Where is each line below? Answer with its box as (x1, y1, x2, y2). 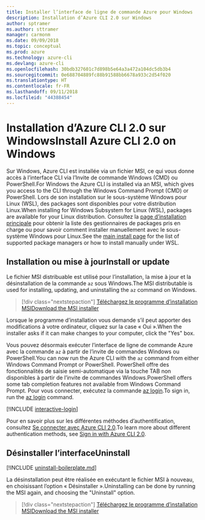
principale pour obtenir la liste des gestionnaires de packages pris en (6, 219, 181, 227)
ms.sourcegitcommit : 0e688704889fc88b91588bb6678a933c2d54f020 (6, 72, 171, 78)
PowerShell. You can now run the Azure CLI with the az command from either (6, 354, 199, 362)
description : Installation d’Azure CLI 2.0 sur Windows (6, 15, 152, 21)
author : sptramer (6, 20, 51, 26)
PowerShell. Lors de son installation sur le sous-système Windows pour (6, 193, 187, 201)
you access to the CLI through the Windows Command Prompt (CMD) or (6, 186, 189, 194)
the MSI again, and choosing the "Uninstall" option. (6, 489, 136, 497)
